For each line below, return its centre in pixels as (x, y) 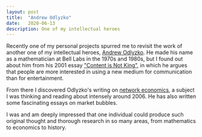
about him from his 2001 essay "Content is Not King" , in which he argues (97, 65)
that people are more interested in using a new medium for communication (99, 72)
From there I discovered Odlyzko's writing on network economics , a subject (100, 90)
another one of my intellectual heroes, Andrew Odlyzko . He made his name (100, 53)
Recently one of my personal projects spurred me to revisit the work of (94, 46)
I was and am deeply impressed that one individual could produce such (95, 115)
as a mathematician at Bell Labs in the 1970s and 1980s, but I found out (95, 59)
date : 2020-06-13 (31, 23)
